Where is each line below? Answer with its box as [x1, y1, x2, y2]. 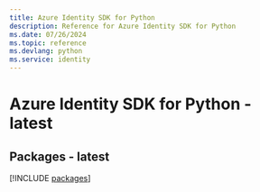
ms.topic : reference [9, 38, 88, 48]
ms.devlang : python [9, 47, 83, 56]
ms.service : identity [9, 55, 91, 64]
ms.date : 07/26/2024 [9, 30, 88, 39]
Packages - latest [9, 149, 110, 164]
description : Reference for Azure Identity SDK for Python [9, 22, 237, 31]
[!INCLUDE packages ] [9, 173, 91, 183]
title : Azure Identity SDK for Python [9, 13, 155, 23]
